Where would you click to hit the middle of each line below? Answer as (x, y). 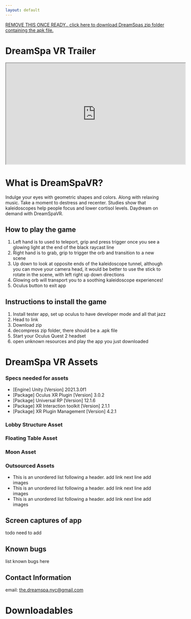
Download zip (27, 325)
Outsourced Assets (30, 466)
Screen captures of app (44, 521)
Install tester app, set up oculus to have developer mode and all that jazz (89, 314)
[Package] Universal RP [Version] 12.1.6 (54, 400)
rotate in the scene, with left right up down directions (68, 275)
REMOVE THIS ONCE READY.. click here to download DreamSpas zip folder (85, 25)
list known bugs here (27, 561)
